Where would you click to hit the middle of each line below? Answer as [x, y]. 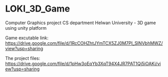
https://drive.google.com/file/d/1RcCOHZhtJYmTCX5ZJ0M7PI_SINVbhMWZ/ [84, 43]
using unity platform [26, 28]
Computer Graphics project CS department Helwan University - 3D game [81, 23]
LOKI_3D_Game [38, 9]
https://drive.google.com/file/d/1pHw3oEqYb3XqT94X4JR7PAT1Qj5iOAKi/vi [83, 63]
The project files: [23, 58]
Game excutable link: [27, 38]
